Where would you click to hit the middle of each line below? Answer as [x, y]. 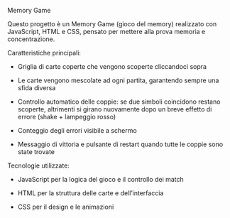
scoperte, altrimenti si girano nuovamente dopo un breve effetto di [115, 109]
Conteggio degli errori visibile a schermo [77, 130]
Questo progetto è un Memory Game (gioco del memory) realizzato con [112, 24]
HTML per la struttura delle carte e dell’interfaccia [91, 193]
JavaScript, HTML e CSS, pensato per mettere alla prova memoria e [106, 32]
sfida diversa [37, 88]
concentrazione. [31, 39]
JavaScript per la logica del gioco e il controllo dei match [101, 179]
